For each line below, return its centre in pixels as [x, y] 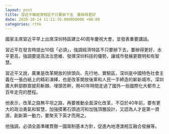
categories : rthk [23, 24]
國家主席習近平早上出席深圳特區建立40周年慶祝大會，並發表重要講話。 [78, 39]
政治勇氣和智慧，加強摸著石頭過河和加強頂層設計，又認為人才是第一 [84, 109]
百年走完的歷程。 [23, 92]
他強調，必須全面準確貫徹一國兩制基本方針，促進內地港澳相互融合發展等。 [82, 126]
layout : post [19, 10]
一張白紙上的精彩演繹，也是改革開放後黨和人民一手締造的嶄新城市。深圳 [89, 79]
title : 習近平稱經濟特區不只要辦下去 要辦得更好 [51, 15]
